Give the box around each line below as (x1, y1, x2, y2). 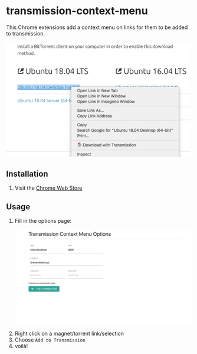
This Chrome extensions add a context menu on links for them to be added (6, 24, 188, 31)
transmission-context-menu (6, 4, 149, 18)
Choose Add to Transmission (14, 336, 86, 343)
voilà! (14, 342, 28, 349)
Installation (6, 168, 48, 178)
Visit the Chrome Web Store (14, 184, 83, 191)
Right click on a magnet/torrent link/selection (14, 330, 124, 337)
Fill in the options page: (14, 217, 72, 225)
